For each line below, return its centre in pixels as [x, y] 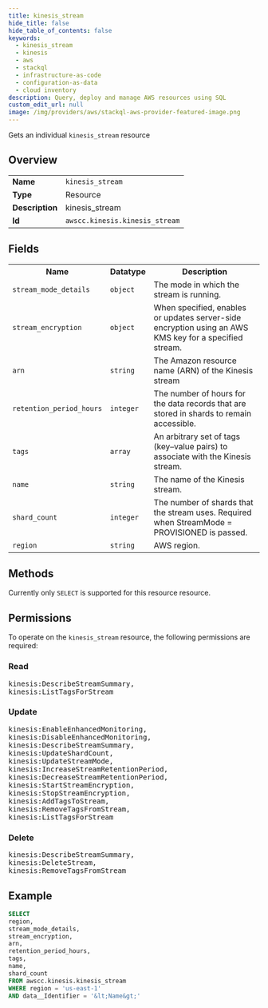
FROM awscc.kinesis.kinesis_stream [67, 981]
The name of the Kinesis [199, 479]
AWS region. [177, 545]
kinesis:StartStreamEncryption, [71, 785]
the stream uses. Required [203, 512]
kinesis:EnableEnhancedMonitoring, [78, 729]
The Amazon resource [195, 361]
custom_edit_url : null [46, 105]
